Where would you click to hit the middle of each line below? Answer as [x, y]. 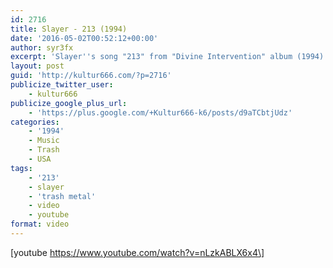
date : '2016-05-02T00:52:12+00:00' [84, 38]
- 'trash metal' [62, 196]
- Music [44, 141]
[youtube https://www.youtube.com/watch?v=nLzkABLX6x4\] [137, 252]
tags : [21, 168]
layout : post [37, 66]
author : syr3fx [42, 47]
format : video [40, 224]
